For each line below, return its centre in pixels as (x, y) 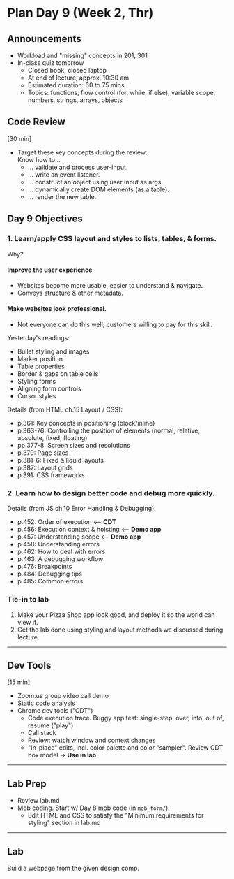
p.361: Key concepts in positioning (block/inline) (86, 423)
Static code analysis (46, 703)
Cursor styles (37, 395)
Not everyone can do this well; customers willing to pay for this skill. (115, 324)
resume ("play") (50, 725)
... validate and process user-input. (78, 167)
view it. (28, 622)
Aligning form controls (49, 388)
